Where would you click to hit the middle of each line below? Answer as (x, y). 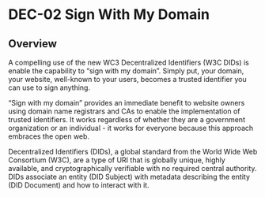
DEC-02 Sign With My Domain (109, 15)
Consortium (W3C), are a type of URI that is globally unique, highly (117, 160)
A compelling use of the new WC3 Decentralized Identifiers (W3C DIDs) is (129, 62)
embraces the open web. (49, 136)
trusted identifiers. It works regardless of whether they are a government (127, 119)
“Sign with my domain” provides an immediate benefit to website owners (127, 103)
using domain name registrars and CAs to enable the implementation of (124, 111)
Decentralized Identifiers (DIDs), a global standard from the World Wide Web (133, 152)
